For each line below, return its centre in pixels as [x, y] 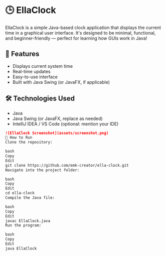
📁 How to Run [19, 138]
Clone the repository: [29, 142]
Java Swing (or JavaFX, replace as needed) [57, 118]
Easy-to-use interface [35, 77]
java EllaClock [21, 248]
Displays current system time [43, 66]
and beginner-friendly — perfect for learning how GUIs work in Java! [76, 38]
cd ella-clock [20, 193]
